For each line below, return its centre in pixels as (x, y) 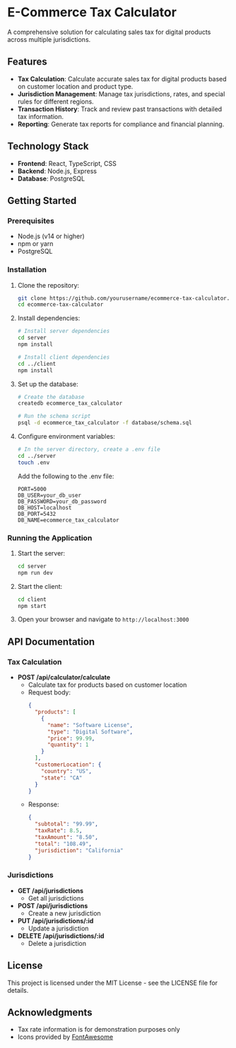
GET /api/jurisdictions (50, 891)
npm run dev (35, 573)
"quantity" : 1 (68, 745)
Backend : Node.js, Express (57, 171)
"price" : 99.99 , (71, 738)
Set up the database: (48, 384)
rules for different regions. (55, 101)
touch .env (34, 462)
